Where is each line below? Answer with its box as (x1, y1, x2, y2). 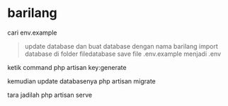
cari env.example (7, 28, 57, 37)
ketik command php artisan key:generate (7, 63, 127, 71)
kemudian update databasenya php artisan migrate (7, 76, 156, 86)
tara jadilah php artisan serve (7, 90, 93, 99)
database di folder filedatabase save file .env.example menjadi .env (24, 49, 222, 58)
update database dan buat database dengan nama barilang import (24, 42, 218, 50)
